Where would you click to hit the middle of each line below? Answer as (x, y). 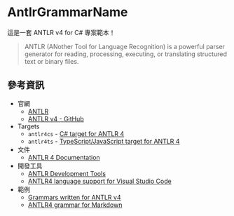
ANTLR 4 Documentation (64, 157)
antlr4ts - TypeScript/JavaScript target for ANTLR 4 (104, 141)
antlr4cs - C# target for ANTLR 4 (76, 133)
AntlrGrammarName (68, 12)
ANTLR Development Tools (67, 173)
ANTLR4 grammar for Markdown (75, 205)
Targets (28, 126)
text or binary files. (51, 61)
